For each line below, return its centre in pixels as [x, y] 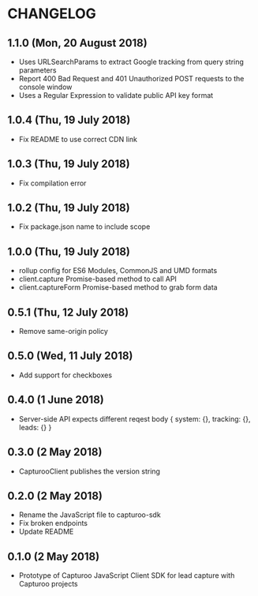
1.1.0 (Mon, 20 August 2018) [77, 43]
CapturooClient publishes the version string [90, 471]
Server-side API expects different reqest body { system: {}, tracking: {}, [135, 418]
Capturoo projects [48, 584]
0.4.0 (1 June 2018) [56, 400]
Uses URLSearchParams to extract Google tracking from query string [131, 62]
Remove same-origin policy [63, 332]
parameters [37, 70]
